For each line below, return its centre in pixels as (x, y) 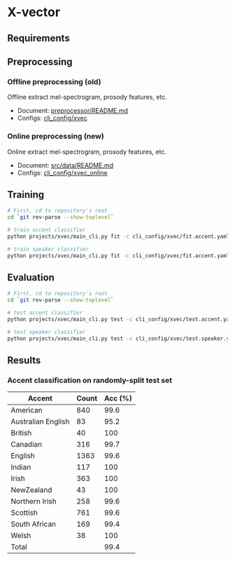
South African (34, 525)
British (21, 433)
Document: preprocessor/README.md (72, 111)
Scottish (24, 513)
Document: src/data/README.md (65, 165)
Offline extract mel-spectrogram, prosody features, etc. (87, 97)
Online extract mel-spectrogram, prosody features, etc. (87, 151)
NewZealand (31, 490)
